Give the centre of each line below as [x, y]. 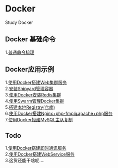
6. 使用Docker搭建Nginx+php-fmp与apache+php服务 [59, 113]
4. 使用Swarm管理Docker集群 [35, 101]
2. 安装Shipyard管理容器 [29, 88]
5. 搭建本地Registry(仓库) [30, 107]
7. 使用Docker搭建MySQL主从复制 [39, 119]
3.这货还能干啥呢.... [25, 161]
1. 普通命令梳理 [20, 52]
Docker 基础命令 [30, 40]
